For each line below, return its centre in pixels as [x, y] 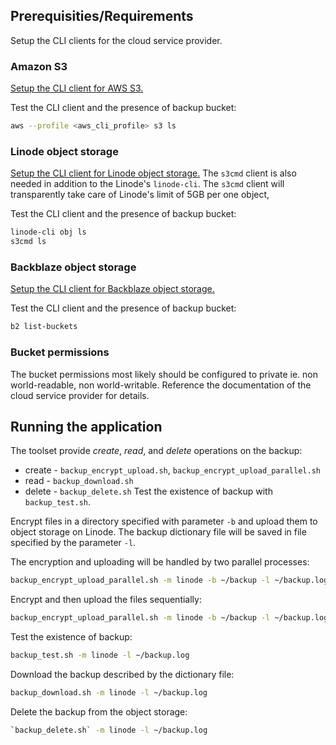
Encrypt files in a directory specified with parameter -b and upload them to [164, 521]
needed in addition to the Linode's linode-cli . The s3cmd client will [147, 184]
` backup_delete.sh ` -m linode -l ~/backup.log [109, 730]
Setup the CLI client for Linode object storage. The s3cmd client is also [153, 173]
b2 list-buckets [44, 327]
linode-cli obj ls [48, 232]
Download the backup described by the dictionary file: [122, 674]
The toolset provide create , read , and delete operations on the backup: [156, 451]
